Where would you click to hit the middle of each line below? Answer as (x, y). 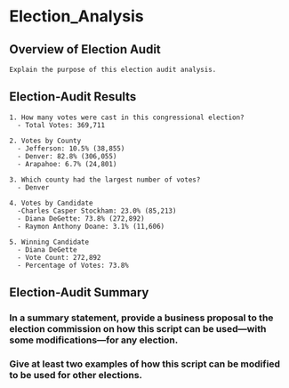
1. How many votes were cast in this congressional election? (127, 117)
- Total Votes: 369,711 (61, 125)
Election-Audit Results (73, 97)
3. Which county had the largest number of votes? (105, 180)
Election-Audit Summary (79, 292)
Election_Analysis (76, 16)
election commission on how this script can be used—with (138, 329)
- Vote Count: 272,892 (59, 257)
